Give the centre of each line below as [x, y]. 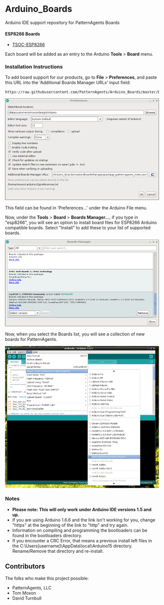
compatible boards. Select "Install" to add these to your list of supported [78, 227]
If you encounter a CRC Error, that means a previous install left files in [82, 540]
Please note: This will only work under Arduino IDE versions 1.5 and [82, 509]
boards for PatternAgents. [31, 339]
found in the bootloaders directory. [47, 535]
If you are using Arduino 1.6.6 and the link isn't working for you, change [83, 520]
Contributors [25, 567]
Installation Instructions [34, 67]
